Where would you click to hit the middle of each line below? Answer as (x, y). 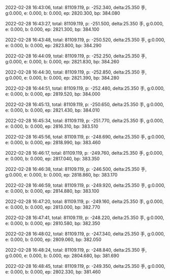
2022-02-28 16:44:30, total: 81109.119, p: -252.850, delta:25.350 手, (76, 72)
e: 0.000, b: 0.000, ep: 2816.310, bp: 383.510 (52, 126)
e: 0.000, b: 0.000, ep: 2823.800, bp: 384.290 (53, 45)
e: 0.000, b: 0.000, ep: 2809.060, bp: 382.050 (53, 239)
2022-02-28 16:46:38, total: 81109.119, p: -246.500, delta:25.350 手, (76, 169)
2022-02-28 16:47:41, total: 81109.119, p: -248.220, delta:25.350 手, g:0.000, (85, 218)
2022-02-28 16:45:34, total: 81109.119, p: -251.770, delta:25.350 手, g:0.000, (84, 120)
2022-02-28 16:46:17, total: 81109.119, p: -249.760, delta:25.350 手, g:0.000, (84, 153)
